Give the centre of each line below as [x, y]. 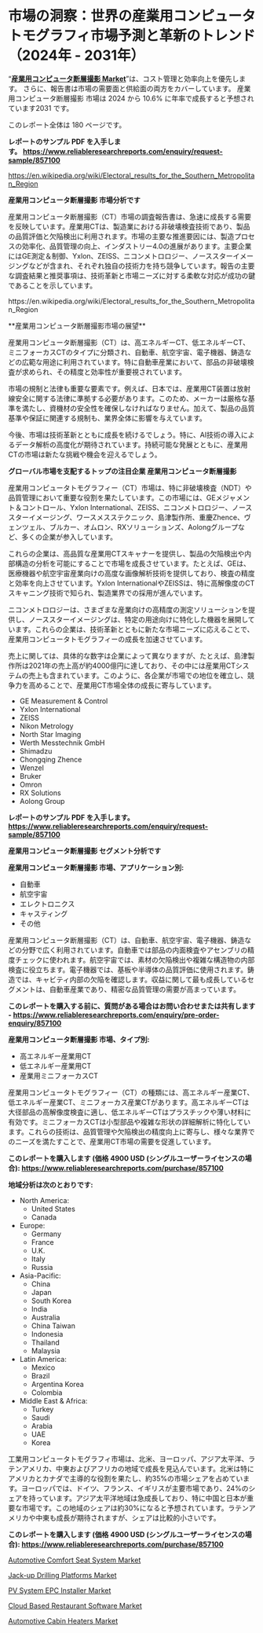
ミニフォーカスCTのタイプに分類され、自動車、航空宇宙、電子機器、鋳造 [126, 352]
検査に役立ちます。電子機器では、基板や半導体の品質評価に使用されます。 [128, 969]
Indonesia [47, 1334]
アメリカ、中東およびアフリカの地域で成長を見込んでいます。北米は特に [138, 1468]
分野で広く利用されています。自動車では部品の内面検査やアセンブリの [135, 950]
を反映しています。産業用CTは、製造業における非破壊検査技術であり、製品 [129, 226]
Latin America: [43, 1359]
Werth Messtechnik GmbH [62, 743]
